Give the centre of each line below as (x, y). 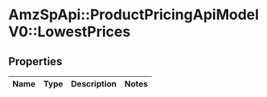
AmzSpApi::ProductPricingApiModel (134, 15)
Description (94, 84)
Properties (35, 61)
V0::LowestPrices (70, 32)
